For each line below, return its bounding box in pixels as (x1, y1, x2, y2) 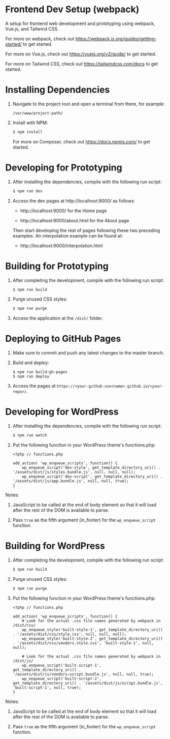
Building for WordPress (5, 540, 105, 552)
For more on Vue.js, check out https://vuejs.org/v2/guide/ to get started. (5, 51, 156, 57)
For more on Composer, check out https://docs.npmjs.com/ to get (12, 138, 151, 144)
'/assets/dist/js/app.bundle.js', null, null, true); (12, 479, 129, 484)
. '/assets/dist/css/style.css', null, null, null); (12, 632, 127, 637)
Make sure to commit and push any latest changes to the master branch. (12, 350, 164, 356)
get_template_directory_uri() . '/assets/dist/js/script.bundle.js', (12, 681, 163, 686)
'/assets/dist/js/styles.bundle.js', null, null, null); (12, 469, 136, 475)
